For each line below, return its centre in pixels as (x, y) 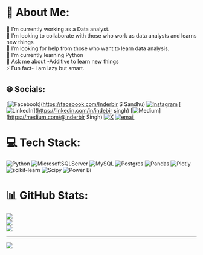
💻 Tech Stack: (43, 142)
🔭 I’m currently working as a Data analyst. (58, 29)
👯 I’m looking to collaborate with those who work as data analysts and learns (101, 35)
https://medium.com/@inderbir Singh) (55, 117)
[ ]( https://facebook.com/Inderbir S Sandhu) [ (94, 104)
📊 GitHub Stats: (47, 195)
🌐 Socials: (26, 89)
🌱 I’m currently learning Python (45, 55)
